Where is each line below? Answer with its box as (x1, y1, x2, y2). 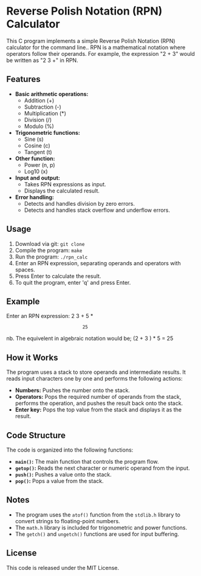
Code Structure (6, 430, 66, 441)
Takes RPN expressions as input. (24, 180, 106, 188)
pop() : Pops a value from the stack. (15, 478, 104, 484)
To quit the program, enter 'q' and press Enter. (15, 279, 131, 286)
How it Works (6, 352, 58, 362)
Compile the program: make (15, 246, 83, 254)
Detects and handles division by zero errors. (24, 200, 135, 207)
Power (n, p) (24, 161, 56, 168)
